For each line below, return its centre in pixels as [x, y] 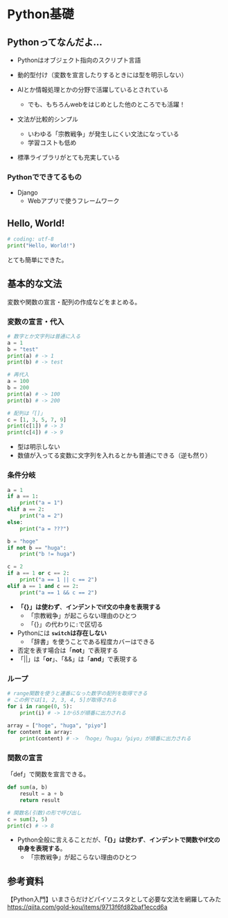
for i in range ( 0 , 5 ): [40, 706]
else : [15, 522]
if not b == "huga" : [37, 548]
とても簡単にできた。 [37, 260]
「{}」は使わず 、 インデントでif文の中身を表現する [89, 607]
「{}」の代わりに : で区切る [65, 624]
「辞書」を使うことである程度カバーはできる [91, 641]
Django [27, 192]
